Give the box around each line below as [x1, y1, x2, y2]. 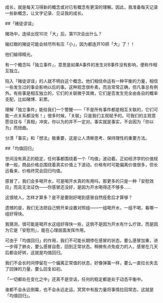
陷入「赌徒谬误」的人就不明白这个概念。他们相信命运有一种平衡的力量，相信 [5, 78, 158, 84]
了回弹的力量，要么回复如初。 [5, 266, 65, 271]
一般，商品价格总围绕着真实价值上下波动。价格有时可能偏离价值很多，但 [9, 162, 154, 167]
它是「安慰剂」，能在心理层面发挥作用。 [9, 227, 88, 233]
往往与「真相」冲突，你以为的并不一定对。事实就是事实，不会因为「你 [9, 119, 149, 125]
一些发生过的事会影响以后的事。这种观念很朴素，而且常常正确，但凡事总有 [5, 84, 154, 90]
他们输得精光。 [5, 51, 35, 57]
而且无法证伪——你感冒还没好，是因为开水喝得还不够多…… [13, 184, 132, 190]
